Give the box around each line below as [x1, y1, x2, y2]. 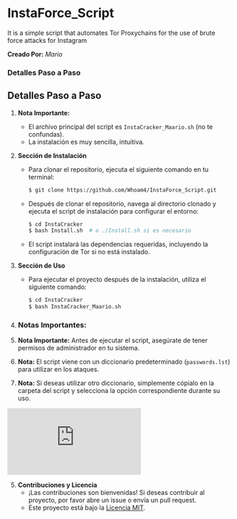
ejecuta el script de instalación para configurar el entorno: [28, 206, 199, 215]
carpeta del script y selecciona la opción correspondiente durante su [17, 387, 221, 395]
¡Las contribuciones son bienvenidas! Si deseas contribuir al [28, 488, 205, 497]
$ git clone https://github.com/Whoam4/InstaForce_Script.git [28, 187, 217, 194]
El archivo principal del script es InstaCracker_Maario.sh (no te [28, 122, 214, 131]
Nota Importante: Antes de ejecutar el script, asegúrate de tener [17, 336, 208, 345]
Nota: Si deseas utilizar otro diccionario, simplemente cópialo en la [17, 379, 215, 387]
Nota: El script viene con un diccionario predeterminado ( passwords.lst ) [17, 357, 231, 366]
